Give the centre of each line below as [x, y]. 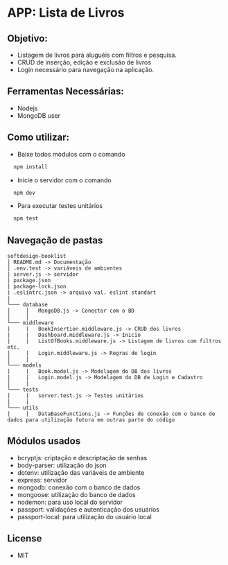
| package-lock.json [37, 287]
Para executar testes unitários [60, 206]
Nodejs [27, 108]
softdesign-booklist [37, 257]
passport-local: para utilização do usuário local [85, 516]
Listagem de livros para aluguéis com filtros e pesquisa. [97, 55]
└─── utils [23, 408]
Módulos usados [44, 441]
